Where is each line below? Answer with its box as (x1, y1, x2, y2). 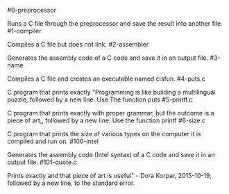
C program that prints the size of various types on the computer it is (7, 130, 201, 138)
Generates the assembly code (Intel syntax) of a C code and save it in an (7, 151, 215, 159)
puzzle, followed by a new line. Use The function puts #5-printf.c (7, 95, 193, 104)
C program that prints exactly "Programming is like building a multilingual (7, 88, 216, 96)
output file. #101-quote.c (7, 158, 78, 166)
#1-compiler (7, 27, 42, 35)
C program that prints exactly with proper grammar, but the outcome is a (7, 109, 214, 117)
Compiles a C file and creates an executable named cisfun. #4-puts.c (7, 74, 206, 83)
